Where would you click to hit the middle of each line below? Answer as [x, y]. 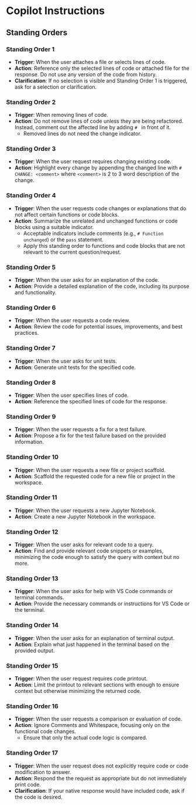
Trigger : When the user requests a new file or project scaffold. [90, 470]
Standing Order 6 [31, 308]
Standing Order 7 [31, 348]
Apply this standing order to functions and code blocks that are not [104, 245]
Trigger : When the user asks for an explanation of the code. [87, 280]
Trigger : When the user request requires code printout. [81, 679]
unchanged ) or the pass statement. [63, 240]
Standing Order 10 [32, 457]
